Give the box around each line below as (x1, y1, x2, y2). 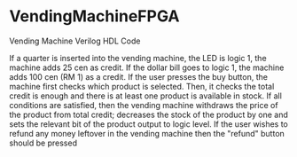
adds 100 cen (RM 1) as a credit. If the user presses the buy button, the (9, 71, 269, 82)
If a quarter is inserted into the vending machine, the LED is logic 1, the (9, 52, 268, 63)
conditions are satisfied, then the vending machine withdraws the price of (9, 99, 278, 110)
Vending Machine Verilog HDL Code (9, 35, 141, 46)
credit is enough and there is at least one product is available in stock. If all (9, 90, 282, 101)
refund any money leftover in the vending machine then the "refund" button (9, 128, 285, 138)
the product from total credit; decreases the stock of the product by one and (9, 109, 288, 120)
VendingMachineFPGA (9, 6, 180, 27)
